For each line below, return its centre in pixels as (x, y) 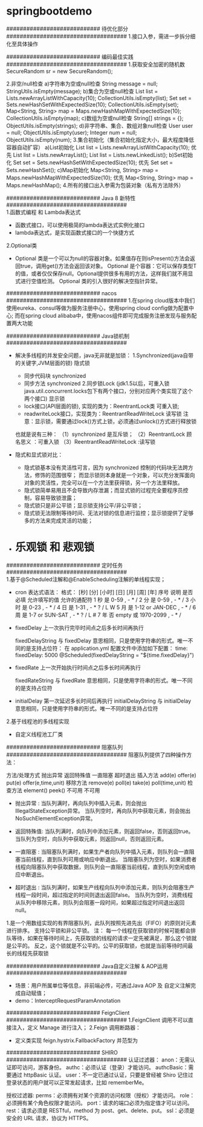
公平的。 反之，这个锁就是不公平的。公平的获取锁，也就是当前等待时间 (99, 945)
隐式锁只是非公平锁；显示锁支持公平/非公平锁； (83, 505)
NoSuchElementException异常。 (55, 818)
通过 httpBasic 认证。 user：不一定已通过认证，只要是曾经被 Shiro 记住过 (102, 1075)
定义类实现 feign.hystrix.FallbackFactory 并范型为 (76, 1040)
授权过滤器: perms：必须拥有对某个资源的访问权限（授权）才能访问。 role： (101, 1095)
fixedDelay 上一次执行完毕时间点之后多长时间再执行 (79, 627)
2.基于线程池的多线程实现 (38, 721)
